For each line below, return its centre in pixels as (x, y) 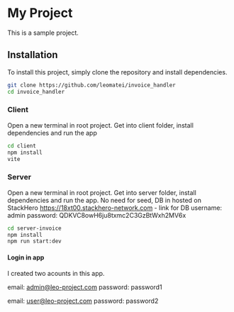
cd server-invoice (34, 228)
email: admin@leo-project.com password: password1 (85, 287)
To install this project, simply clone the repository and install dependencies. (117, 72)
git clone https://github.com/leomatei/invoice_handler (91, 85)
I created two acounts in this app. (56, 273)
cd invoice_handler (36, 91)
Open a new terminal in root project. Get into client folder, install (100, 125)
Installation (33, 55)
